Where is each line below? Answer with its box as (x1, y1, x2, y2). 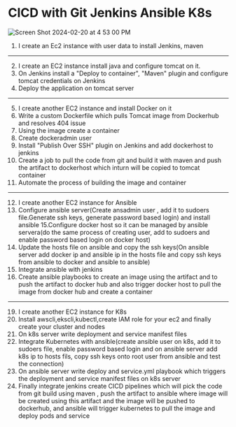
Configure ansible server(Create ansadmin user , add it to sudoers (18, 205, 209, 214)
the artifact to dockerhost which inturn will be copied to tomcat (18, 163, 200, 172)
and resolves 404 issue (18, 119, 86, 127)
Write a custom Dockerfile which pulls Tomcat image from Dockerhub (18, 111, 219, 120)
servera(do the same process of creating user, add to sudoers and (18, 228, 210, 236)
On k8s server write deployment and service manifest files (18, 330, 188, 338)
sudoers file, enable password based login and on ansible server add (18, 345, 218, 353)
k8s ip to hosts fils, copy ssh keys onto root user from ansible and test (18, 352, 221, 361)
